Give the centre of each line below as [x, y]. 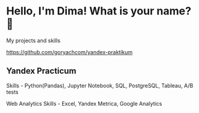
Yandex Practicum [41, 71]
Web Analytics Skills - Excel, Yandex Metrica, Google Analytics [84, 103]
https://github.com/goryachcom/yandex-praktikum [69, 52]
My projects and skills [33, 40]
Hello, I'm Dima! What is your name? [99, 11]
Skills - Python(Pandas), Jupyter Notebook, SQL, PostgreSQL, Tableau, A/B [100, 85]
